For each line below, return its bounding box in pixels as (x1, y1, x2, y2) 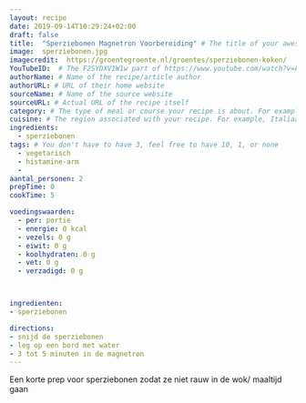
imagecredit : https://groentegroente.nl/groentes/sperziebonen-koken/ (9, 55, 287, 65)
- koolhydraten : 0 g (17, 249, 96, 259)
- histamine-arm (17, 156, 79, 166)
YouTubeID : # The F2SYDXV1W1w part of (9, 65, 161, 74)
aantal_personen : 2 (9, 174, 84, 183)
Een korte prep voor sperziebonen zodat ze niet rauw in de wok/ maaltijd (9, 374, 282, 385)
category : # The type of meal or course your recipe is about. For (9, 106, 271, 116)
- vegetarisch (17, 148, 71, 157)
